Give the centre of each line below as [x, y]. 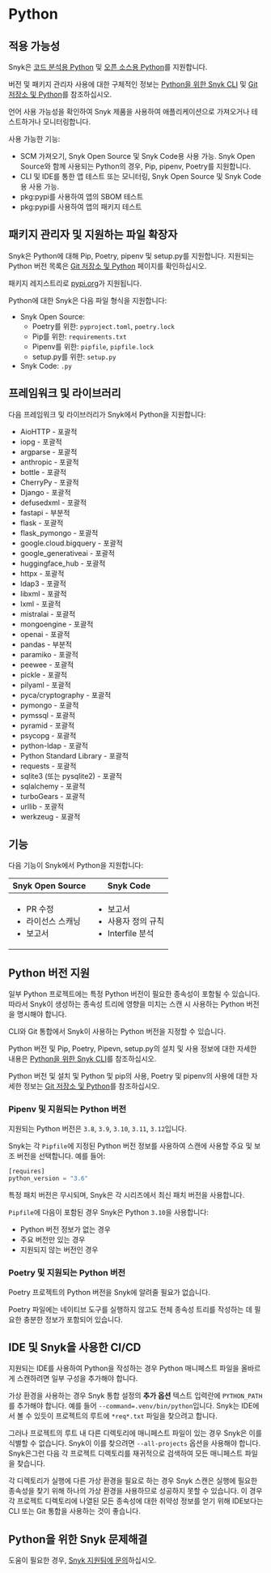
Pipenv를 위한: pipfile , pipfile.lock [93, 346]
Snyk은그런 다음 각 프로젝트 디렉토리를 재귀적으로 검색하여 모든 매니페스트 [126, 1453]
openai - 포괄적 [45, 634]
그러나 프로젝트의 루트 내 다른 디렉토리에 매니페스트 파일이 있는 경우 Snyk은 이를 [135, 1433]
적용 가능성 [34, 46]
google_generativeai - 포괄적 [68, 553]
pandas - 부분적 [46, 644]
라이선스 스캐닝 [53, 921]
